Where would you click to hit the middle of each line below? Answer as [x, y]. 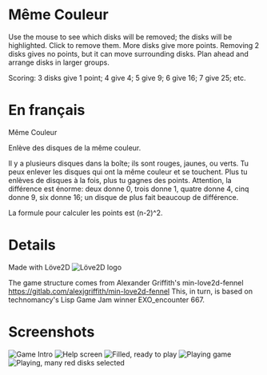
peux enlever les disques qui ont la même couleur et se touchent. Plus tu [128, 172]
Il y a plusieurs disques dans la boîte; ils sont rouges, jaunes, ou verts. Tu [129, 163]
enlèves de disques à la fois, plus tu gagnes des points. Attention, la [120, 180]
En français [47, 110]
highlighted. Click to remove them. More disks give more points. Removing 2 [134, 45]
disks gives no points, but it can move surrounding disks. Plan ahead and [129, 54]
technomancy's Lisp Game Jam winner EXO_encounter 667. [107, 299]
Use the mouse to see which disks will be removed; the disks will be [120, 37]
